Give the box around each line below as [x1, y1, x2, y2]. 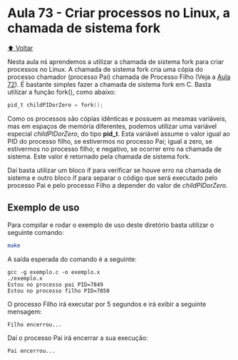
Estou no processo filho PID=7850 [7, 287, 110, 295]
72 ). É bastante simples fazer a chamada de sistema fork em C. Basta [7, 80, 212, 88]
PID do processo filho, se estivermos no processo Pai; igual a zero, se [7, 137, 212, 145]
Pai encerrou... [7, 347, 56, 354]
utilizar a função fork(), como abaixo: [7, 88, 116, 96]
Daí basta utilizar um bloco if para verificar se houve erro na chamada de [7, 166, 222, 174]
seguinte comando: [7, 228, 64, 236]
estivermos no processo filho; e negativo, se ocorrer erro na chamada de [7, 144, 222, 153]
